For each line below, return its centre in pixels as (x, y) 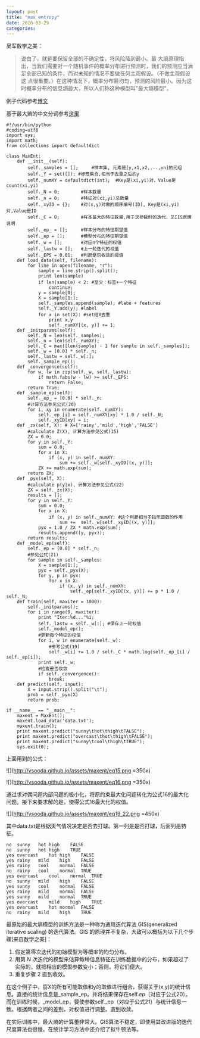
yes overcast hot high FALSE (50, 855)
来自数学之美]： (33, 939)
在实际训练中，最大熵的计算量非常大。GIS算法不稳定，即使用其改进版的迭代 (99, 1022)
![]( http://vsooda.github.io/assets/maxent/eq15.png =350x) (78, 771)
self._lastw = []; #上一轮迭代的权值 (73, 249)
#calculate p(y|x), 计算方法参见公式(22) (76, 485)
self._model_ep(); (61, 629)
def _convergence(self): (48, 367)
